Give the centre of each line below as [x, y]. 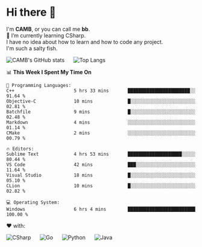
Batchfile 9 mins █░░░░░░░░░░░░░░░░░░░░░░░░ [101, 112]
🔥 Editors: [20, 149]
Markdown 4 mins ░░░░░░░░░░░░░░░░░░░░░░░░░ [101, 122]
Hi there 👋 [31, 12]
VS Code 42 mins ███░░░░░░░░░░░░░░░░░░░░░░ [101, 165]
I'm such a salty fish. [32, 48]
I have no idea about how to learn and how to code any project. [85, 42]
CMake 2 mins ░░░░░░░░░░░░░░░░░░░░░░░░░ [101, 133]
